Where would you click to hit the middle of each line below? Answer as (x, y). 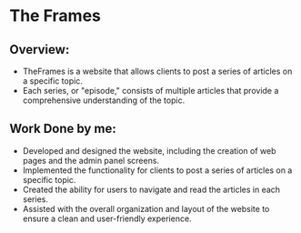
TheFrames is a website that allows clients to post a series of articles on (157, 71)
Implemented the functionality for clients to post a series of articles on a (157, 170)
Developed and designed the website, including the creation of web (149, 150)
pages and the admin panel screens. (91, 160)
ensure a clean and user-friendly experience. (107, 218)
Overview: (40, 50)
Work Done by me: (63, 129)
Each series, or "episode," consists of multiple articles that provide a (150, 91)
